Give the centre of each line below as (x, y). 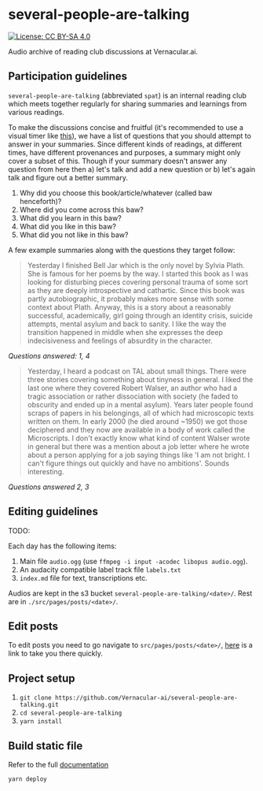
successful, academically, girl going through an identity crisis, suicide (140, 315)
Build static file (46, 746)
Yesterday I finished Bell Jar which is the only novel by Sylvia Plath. (136, 265)
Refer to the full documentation (58, 765)
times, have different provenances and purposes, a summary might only (124, 152)
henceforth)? (40, 201)
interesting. (46, 471)
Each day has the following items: (62, 546)
